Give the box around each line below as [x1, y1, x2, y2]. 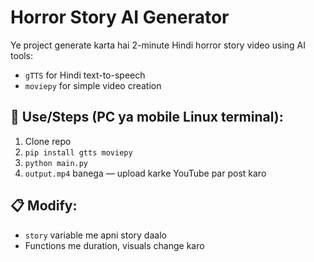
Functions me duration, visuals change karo [24, 239, 205, 251]
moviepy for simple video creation [24, 79, 162, 91]
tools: [10, 49, 34, 61]
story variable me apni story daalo [24, 229, 167, 241]
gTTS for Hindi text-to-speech [24, 69, 146, 81]
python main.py [24, 158, 89, 168]
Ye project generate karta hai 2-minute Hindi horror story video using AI [10, 39, 307, 51]
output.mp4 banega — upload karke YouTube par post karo [24, 167, 267, 179]
